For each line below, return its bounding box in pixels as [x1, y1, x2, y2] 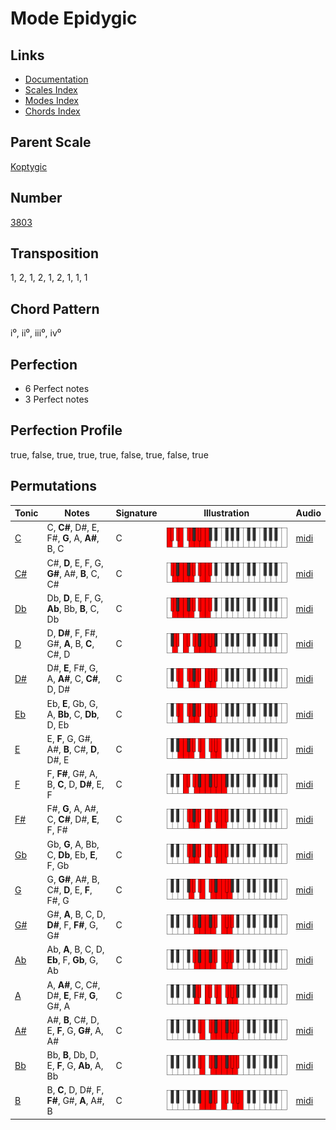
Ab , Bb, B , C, [46, 602, 100, 614]
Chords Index [24, 105, 81, 117]
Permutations [10, 478, 97, 495]
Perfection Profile [10, 422, 123, 439]
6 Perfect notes [24, 383, 90, 395]
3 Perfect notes [24, 393, 90, 406]
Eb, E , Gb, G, [46, 697, 98, 709]
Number [10, 190, 63, 207]
